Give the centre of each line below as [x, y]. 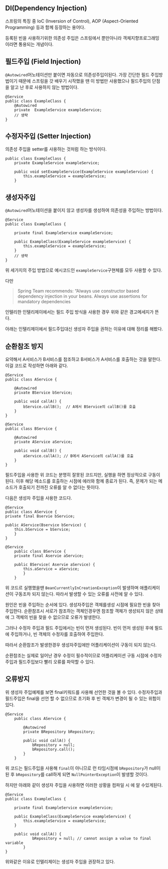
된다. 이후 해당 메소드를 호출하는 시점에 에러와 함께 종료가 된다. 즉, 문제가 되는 [81, 481]
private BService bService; [43, 393]
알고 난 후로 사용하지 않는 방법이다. [44, 87]
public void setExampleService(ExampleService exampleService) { [84, 172]
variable [14, 843]
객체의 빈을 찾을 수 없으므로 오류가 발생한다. [59, 617]
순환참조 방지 [24, 346]
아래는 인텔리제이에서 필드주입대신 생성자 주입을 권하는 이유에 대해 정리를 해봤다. [84, 329]
